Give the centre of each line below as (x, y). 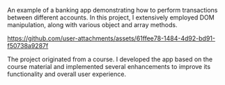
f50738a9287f (28, 46)
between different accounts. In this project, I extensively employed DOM (111, 17)
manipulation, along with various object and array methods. (92, 25)
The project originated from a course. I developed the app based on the (110, 59)
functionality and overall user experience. (67, 74)
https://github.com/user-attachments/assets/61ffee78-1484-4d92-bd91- (111, 38)
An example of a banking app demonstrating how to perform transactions (113, 10)
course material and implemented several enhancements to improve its (109, 67)
